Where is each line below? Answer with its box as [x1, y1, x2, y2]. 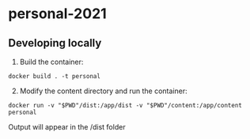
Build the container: [19, 57, 84, 66]
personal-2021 [8, 5, 107, 23]
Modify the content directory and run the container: [19, 86, 187, 96]
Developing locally [8, 36, 102, 50]
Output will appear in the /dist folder [8, 122, 126, 131]
